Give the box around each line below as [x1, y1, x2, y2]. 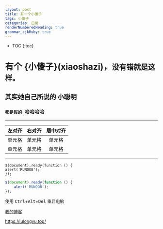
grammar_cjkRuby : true [5, 30, 51, 34]
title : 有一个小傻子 [5, 12, 42, 16]
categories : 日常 [5, 20, 39, 26]
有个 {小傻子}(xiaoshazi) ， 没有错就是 [5, 61, 148, 73]
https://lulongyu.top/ [5, 218, 46, 224]
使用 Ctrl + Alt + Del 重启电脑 [5, 198, 65, 204]
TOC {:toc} [12, 43, 34, 48]
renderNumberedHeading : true [5, 25, 64, 30]
